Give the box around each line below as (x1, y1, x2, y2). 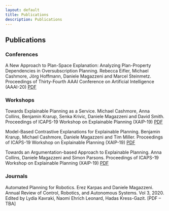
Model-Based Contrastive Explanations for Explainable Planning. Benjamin (5, 129, 160, 135)
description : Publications (5, 17, 62, 22)
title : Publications (5, 12, 49, 17)
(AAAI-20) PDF (5, 84, 37, 90)
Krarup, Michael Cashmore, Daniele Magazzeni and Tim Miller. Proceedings (5, 134, 163, 140)
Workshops (5, 96, 35, 103)
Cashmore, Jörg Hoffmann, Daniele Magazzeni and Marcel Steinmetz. (5, 73, 151, 79)
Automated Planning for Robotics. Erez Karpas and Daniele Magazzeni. (5, 184, 154, 190)
